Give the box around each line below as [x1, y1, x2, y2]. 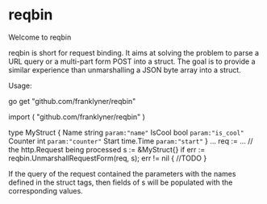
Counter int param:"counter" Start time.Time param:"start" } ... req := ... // [8, 135, 253, 146]
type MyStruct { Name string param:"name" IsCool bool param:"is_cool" [8, 127, 244, 137]
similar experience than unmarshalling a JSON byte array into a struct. [8, 65, 242, 74]
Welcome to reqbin [8, 32, 72, 42]
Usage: [8, 81, 32, 90]
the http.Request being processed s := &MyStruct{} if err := [8, 144, 206, 154]
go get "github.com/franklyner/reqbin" [8, 96, 136, 106]
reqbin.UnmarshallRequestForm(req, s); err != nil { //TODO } [8, 153, 207, 163]
